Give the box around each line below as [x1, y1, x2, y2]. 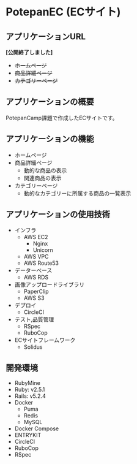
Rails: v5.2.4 [14, 392, 46, 400]
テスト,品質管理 [14, 316, 54, 323]
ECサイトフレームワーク [14, 337, 76, 344]
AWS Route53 [23, 259, 59, 267]
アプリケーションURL [6, 31, 86, 42]
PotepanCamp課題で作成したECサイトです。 [6, 114, 118, 121]
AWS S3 [23, 294, 45, 302]
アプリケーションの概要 [6, 97, 94, 107]
